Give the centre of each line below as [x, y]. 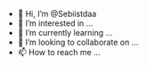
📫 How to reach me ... [59, 52]
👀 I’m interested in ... [55, 23]
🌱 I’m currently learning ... [65, 33]
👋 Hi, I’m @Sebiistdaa [57, 14]
